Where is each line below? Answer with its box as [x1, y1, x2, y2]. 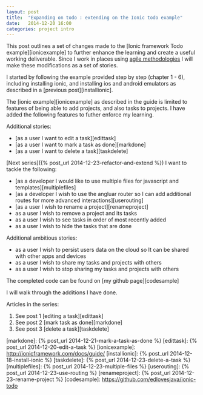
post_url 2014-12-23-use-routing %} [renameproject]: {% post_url [6, 370, 171, 377]
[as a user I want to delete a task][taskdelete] [15, 147, 128, 155]
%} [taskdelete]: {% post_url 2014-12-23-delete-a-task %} [44, 356, 191, 364]
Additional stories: [6, 123, 52, 130]
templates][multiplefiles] [15, 184, 76, 191]
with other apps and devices [15, 252, 87, 260]
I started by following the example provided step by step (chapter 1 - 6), [6, 73, 185, 81]
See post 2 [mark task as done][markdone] [15, 319, 123, 326]
